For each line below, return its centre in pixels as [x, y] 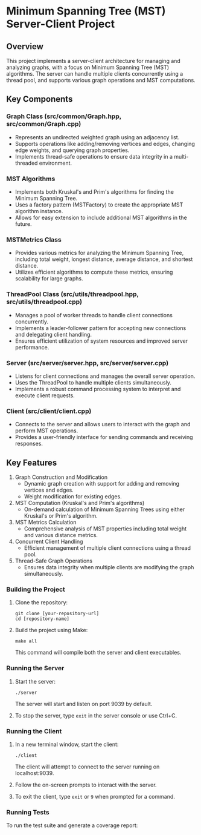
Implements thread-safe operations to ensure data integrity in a [94, 156]
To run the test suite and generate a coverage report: [72, 825]
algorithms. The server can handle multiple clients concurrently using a [95, 74]
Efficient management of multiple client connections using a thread [107, 548]
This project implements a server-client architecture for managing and [94, 61]
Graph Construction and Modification [61, 477]
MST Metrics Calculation [46, 522]
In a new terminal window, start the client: [67, 744]
